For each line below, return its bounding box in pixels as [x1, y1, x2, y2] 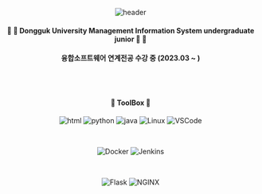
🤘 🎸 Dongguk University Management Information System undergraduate [6, 25, 255, 35]
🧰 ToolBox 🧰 [111, 98, 151, 107]
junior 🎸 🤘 [114, 34, 147, 44]
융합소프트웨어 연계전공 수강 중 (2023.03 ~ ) [61, 53, 201, 63]
